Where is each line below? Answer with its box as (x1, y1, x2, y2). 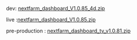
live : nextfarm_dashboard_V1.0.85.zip (6, 16, 96, 23)
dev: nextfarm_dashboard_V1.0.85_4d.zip (6, 5, 105, 12)
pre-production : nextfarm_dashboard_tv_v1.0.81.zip (6, 27, 131, 34)
